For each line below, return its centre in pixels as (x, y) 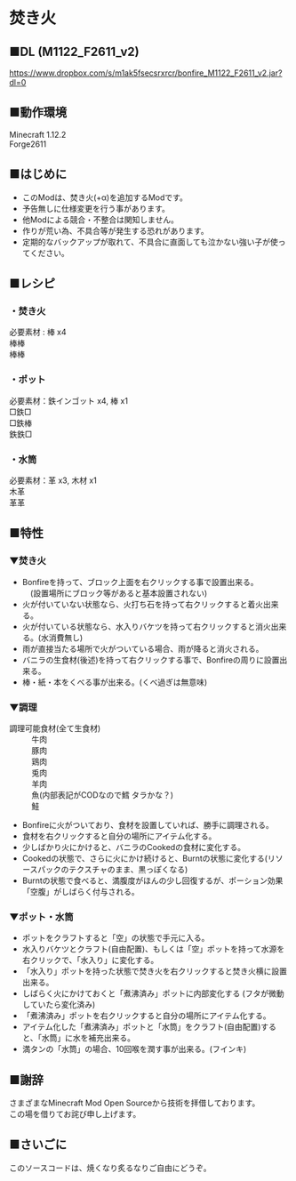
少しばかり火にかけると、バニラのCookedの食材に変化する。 (134, 847)
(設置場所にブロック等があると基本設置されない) (119, 593)
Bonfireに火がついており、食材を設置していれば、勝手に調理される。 (148, 824)
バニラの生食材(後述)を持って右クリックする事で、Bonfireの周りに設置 (151, 660)
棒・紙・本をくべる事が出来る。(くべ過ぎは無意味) (115, 682)
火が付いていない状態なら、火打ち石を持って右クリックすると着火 (143, 604)
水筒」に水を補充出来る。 (88, 1038)
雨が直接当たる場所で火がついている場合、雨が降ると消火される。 (143, 648)
